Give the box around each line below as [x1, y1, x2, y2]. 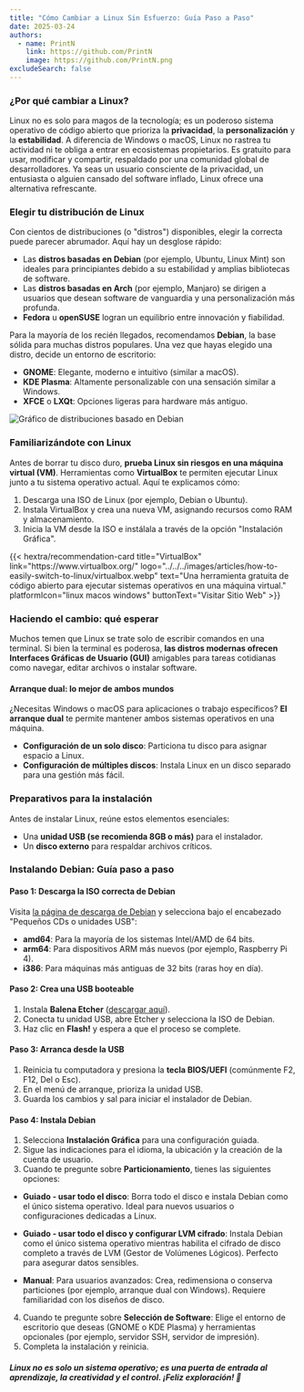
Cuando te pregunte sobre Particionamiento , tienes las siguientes [22, 1164, 271, 1175]
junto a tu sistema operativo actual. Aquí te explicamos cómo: [9, 476, 240, 487]
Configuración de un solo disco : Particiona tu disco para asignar [22, 740, 268, 751]
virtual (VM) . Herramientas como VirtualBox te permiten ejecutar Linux [9, 466, 279, 477]
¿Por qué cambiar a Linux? [9, 94, 129, 107]
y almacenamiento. [22, 513, 95, 525]
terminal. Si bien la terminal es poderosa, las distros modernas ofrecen [9, 643, 279, 654]
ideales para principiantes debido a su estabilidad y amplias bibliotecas [22, 264, 290, 275]
